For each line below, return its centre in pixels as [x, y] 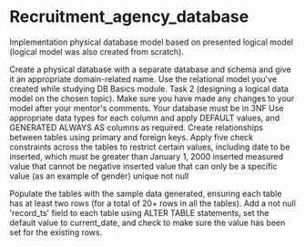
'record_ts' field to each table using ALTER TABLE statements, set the [139, 212]
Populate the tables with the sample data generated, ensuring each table [146, 193]
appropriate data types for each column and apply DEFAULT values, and [145, 118]
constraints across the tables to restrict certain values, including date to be [150, 147]
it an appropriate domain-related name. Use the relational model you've [143, 78]
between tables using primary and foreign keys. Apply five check [131, 137]
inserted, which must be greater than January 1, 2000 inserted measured [147, 156]
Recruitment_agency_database [129, 17]
